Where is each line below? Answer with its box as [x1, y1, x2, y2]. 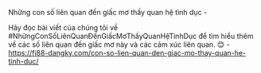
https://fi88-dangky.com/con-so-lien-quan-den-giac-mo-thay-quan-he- [8, 48, 247, 57]
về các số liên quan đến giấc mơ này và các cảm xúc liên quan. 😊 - [8, 40, 231, 49]
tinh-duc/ [8, 56, 39, 66]
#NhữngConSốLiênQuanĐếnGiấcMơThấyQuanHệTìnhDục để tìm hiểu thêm [8, 32, 254, 40]
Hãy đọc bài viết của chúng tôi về [8, 23, 118, 32]
